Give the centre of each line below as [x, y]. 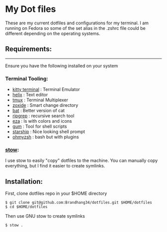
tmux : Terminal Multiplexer [40, 100]
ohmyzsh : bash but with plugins [45, 137]
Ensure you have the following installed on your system [62, 66]
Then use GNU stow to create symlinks [45, 216]
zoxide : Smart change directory [45, 105]
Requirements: [29, 49]
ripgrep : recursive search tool [43, 116]
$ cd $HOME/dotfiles [27, 207]
